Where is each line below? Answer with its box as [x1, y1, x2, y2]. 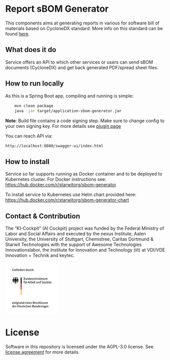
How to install [5, 157, 50, 166]
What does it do [5, 45, 56, 54]
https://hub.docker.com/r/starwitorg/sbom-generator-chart [5, 197, 129, 203]
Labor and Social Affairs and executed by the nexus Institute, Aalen [5, 230, 146, 237]
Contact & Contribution [5, 212, 80, 220]
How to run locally [5, 79, 64, 88]
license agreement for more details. [5, 349, 80, 355]
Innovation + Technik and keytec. [5, 252, 75, 258]
